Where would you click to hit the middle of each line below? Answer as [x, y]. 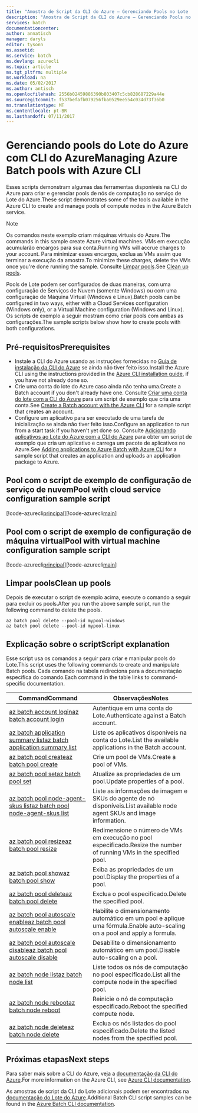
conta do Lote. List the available [136, 740]
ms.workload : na [26, 78]
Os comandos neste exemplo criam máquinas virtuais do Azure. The [88, 235]
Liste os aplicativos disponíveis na [139, 733]
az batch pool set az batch [45, 774]
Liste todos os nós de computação [140, 967]
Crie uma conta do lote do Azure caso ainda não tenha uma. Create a [98, 386]
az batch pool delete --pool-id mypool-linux [63, 626]
